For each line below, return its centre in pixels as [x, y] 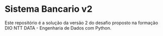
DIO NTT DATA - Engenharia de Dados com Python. [58, 28]
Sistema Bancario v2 [49, 9]
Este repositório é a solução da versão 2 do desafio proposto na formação [81, 23]
